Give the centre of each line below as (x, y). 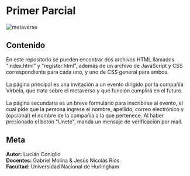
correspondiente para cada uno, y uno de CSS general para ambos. (87, 72)
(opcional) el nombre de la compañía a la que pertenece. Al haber (85, 115)
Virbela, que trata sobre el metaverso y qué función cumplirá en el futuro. (94, 90)
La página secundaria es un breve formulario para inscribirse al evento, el (94, 103)
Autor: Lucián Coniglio (33, 154)
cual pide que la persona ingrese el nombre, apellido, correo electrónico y (95, 109)
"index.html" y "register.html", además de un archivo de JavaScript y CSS (94, 65)
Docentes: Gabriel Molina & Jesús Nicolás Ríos (63, 160)
